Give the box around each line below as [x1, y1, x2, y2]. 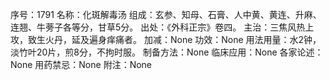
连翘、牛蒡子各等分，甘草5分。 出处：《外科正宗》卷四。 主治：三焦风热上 [10, 21, 315, 33]
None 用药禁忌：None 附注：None [10, 59, 153, 70]
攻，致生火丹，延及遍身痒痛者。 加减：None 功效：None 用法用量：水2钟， [10, 34, 322, 45]
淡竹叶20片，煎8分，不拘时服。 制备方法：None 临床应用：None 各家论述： [10, 46, 324, 58]
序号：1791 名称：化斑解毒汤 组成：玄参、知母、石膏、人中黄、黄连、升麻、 [10, 9, 322, 20]
